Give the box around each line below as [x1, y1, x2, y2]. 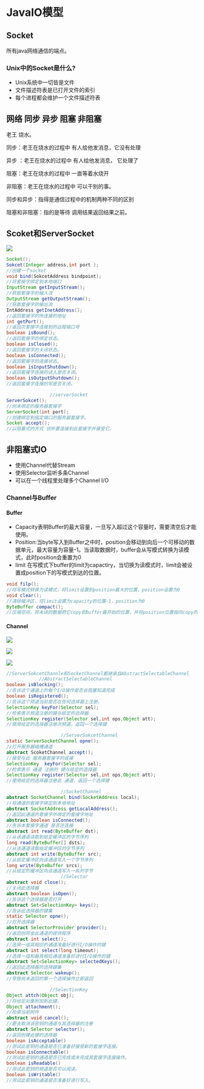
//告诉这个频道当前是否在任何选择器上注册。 [6, 698, 103, 704]
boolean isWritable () [6, 1072, 61, 1078]
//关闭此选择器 [6, 885, 39, 892]
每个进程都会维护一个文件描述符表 [15, 94, 101, 101]
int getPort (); [6, 318, 45, 325]
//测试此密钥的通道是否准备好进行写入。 [6, 1077, 93, 1084]
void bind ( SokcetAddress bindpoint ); [6, 273, 102, 279]
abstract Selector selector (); [6, 1026, 86, 1033]
